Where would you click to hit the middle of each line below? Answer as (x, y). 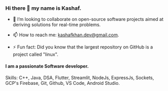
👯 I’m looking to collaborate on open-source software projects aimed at (88, 19)
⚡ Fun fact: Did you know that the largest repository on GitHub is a (83, 47)
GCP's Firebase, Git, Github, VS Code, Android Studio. (62, 83)
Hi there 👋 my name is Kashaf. (43, 8)
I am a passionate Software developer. (47, 66)
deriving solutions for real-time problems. (57, 25)
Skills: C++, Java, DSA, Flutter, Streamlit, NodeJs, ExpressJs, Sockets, (80, 77)
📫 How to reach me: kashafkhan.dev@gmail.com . (66, 35)
